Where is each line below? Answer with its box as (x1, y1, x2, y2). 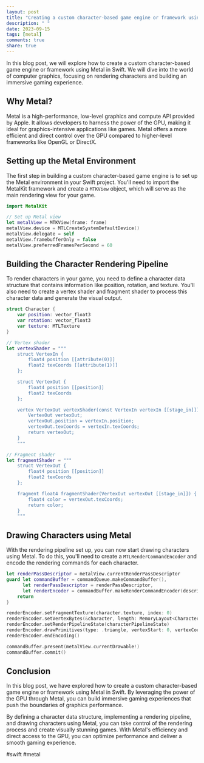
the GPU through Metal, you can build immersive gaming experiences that (6, 695, 191, 702)
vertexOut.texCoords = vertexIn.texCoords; (28, 424, 140, 430)
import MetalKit (6, 203, 47, 209)
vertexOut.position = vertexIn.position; (28, 418, 135, 424)
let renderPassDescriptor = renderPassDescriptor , (22, 582, 154, 588)
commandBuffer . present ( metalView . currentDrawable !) (6, 643, 140, 649)
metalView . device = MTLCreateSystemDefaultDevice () (6, 225, 140, 231)
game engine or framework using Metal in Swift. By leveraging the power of (6, 688, 195, 696)
